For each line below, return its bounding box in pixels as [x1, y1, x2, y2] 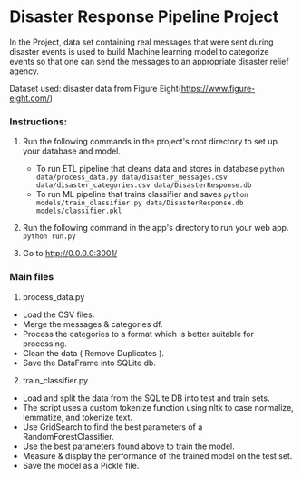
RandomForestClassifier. [22, 431, 115, 442]
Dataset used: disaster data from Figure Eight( [9, 83, 182, 94]
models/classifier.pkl [35, 206, 122, 215]
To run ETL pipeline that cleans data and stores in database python [35, 164, 286, 174]
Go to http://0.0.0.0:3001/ [22, 248, 118, 259]
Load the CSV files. [22, 309, 95, 320]
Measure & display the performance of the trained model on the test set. [22, 450, 293, 461]
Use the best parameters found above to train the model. [22, 441, 235, 452]
